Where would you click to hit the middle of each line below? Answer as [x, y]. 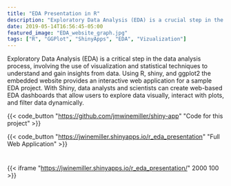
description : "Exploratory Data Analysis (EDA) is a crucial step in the [115, 20]
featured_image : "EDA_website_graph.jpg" [68, 33]
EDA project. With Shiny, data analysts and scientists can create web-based [115, 88]
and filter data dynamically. [46, 103]
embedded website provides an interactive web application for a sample [110, 81]
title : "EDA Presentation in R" [53, 13]
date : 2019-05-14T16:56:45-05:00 [55, 26]
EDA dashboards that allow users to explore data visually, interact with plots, [115, 95]
